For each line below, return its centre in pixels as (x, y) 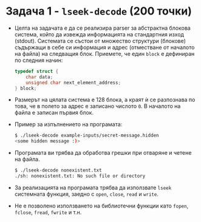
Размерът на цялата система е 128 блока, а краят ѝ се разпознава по (105, 100)
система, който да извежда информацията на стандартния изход (99, 34)
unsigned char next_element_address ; (73, 82)
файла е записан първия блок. (54, 113)
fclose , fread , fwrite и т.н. (48, 212)
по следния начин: (39, 60)
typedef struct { (36, 71)
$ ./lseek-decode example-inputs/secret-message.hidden (87, 136)
